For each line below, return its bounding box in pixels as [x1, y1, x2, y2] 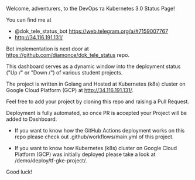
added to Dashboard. [6, 116, 57, 123]
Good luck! [6, 168, 33, 175]
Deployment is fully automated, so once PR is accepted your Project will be [6, 110, 187, 116]
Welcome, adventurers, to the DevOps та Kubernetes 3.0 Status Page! [6, 5, 176, 12]
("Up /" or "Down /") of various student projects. [6, 69, 123, 76]
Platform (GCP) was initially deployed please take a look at [14, 151, 156, 158]
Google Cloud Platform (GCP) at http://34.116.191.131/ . [6, 87, 134, 93]
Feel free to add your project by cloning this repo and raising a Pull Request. [6, 98, 189, 105]
